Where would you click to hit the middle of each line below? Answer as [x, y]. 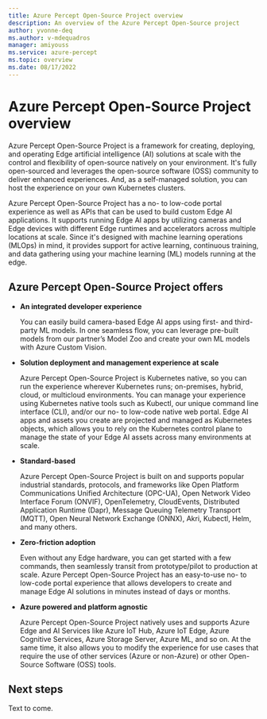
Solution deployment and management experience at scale [119, 362]
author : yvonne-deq [41, 30]
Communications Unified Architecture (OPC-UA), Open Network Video [135, 493]
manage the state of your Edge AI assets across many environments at [135, 437]
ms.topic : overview [41, 60]
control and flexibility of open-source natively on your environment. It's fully [132, 162]
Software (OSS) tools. [81, 664]
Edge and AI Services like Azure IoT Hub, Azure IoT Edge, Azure [124, 630]
